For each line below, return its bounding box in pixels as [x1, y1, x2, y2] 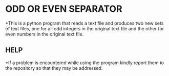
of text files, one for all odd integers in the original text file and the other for [5, 25, 164, 31]
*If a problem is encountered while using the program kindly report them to [5, 60, 164, 66]
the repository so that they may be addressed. [5, 65, 103, 71]
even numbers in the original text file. [5, 31, 84, 37]
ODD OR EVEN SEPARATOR [5, 3, 122, 15]
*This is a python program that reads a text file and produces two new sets [5, 20, 164, 26]
